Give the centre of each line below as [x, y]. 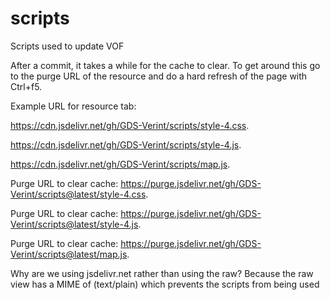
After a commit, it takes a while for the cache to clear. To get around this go [165, 65]
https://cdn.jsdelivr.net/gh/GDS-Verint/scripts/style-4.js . [126, 144]
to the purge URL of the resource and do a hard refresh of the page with [159, 76]
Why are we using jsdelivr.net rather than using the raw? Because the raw [162, 273]
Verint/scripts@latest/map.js [69, 254]
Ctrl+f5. [26, 86]
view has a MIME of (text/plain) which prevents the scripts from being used [165, 284]
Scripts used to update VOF [67, 46]
